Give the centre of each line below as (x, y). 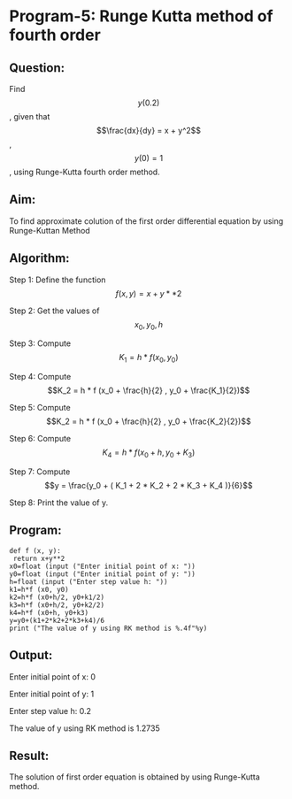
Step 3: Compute (40, 343)
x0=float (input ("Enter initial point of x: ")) (103, 566)
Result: (29, 756)
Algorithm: (39, 258)
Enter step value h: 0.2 (50, 711)
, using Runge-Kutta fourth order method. (85, 172)
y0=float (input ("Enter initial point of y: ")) (103, 574)
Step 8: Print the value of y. (59, 503)
